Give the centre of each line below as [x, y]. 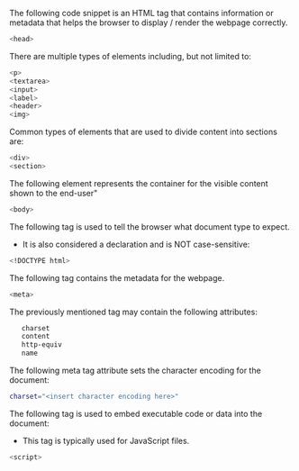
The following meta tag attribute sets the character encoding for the [135, 370]
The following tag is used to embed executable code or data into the [136, 413]
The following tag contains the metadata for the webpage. [117, 277]
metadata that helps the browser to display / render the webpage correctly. [149, 23]
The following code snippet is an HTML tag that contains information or [141, 13]
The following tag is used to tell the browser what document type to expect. [149, 226]
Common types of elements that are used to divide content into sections [143, 132]
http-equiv [42, 345]
